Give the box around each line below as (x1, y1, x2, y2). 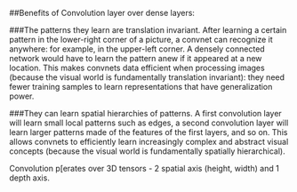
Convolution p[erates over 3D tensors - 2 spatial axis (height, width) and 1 (9, 164, 280, 173)
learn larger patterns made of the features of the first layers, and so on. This (9, 127, 288, 137)
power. (9, 91, 35, 101)
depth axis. (9, 172, 51, 183)
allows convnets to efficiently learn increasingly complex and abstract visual (9, 137, 289, 147)
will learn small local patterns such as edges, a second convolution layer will (9, 117, 289, 128)
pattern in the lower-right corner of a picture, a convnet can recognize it (9, 35, 273, 44)
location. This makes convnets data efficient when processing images (9, 62, 265, 73)
